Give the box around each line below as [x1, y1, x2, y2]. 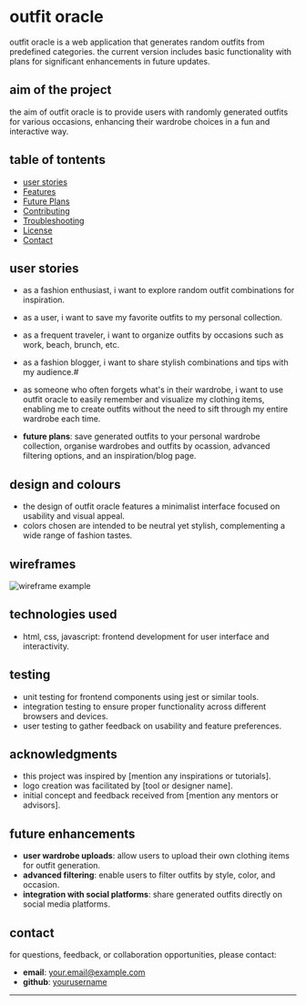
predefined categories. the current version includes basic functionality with [9, 46, 292, 56]
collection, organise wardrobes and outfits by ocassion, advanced [22, 441, 270, 452]
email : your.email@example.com [22, 967, 146, 978]
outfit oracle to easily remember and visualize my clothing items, [22, 394, 265, 405]
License [22, 225, 53, 236]
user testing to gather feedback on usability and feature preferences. [22, 720, 282, 731]
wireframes [9, 556, 76, 572]
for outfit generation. [22, 860, 101, 871]
